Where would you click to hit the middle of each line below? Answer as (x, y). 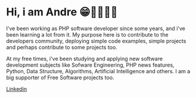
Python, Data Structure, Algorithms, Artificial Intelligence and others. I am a (98, 71)
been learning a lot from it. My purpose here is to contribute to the (87, 34)
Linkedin (17, 89)
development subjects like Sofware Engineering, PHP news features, (90, 65)
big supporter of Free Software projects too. (60, 77)
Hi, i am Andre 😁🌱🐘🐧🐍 (62, 12)
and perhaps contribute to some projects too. (62, 47)
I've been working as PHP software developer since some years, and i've (96, 28)
